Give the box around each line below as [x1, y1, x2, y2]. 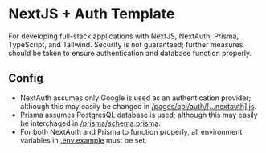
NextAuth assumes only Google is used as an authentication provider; [19, 93, 252, 103]
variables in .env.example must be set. [19, 135, 147, 145]
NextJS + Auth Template [8, 5, 175, 23]
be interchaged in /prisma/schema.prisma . [19, 118, 161, 128]
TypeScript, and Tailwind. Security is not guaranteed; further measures [8, 39, 243, 49]
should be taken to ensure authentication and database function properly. [8, 48, 252, 58]
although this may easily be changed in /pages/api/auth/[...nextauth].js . [19, 101, 257, 111]
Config [8, 71, 43, 85]
